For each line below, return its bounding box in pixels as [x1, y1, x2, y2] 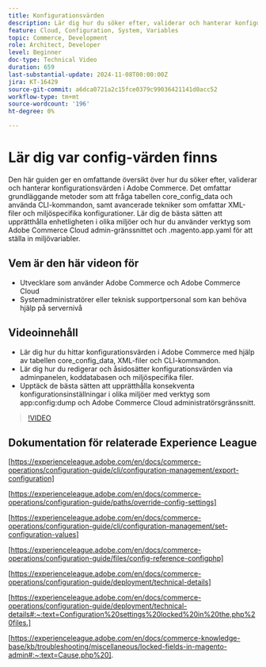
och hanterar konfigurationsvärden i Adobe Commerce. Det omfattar [8, 183, 231, 193]
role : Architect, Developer [8, 41, 101, 49]
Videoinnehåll [8, 326, 78, 339]
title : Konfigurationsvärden [8, 11, 104, 20]
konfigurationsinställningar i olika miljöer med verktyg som [19, 389, 211, 399]
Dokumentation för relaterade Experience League [8, 435, 257, 449]
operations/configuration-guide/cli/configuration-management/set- [8, 521, 228, 531]
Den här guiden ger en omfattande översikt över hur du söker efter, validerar [8, 174, 257, 184]
